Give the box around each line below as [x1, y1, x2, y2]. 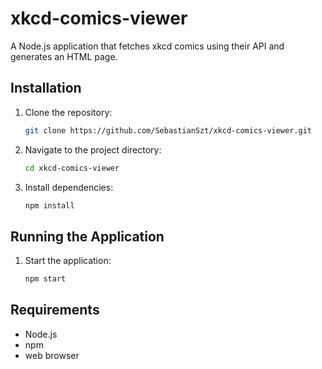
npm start [24, 274, 67, 284]
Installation [10, 80, 82, 97]
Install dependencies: [24, 181, 114, 193]
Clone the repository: [24, 106, 113, 118]
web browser [24, 349, 80, 361]
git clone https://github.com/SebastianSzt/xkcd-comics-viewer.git [24, 125, 312, 136]
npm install [24, 200, 75, 211]
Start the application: [24, 255, 112, 267]
